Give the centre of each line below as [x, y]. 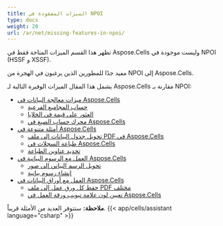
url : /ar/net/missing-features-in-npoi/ [66, 33]
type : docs [23, 20]
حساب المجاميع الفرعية [57, 107]
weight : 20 [23, 26]
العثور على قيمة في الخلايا [60, 114]
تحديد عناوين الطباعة [54, 151]
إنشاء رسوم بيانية [49, 173]
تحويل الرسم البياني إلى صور [64, 165]
